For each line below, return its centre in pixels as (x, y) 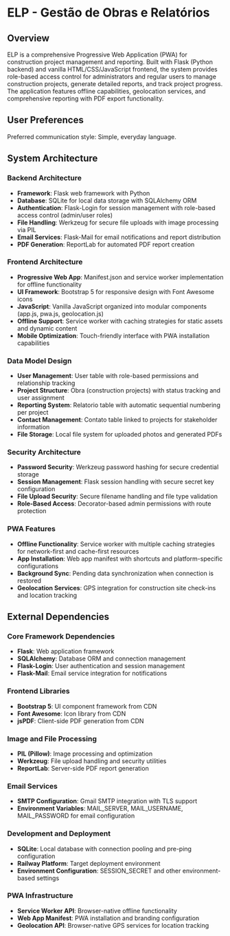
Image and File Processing (52, 738)
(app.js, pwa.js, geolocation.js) (60, 313)
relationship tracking (46, 383)
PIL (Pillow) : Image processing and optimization (85, 753)
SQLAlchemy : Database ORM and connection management (101, 658)
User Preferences (45, 120)
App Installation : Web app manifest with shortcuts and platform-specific (120, 559)
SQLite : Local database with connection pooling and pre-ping (104, 849)
